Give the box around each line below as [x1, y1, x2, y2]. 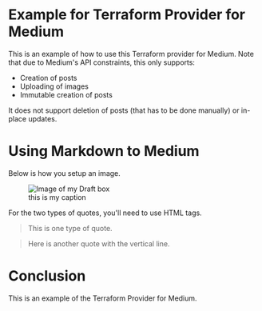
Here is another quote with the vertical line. [27, 238, 170, 249]
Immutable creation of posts [19, 90, 113, 99]
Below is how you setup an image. [8, 168, 121, 177]
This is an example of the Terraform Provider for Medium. [8, 293, 197, 303]
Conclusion [8, 267, 86, 285]
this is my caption [28, 192, 86, 201]
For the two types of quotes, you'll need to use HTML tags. [8, 208, 202, 217]
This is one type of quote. [27, 223, 113, 233]
